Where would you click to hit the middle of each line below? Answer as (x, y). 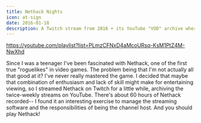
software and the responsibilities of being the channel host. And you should (99, 107)
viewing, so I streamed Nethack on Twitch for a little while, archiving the (95, 89)
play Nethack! (23, 114)
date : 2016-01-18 (28, 23)
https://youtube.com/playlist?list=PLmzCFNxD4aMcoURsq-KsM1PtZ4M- (96, 45)
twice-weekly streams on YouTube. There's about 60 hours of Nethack (94, 95)
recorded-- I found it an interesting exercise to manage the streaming (92, 102)
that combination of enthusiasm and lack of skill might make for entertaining (100, 82)
